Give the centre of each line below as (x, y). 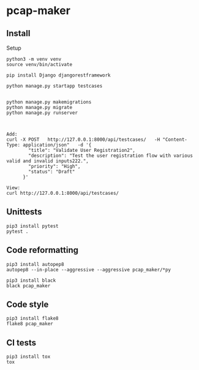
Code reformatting (42, 250)
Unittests (24, 212)
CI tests (21, 343)
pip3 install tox (28, 357)
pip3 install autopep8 (35, 264)
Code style (28, 305)
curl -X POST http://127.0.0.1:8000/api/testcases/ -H (83, 140)
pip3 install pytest (33, 226)
